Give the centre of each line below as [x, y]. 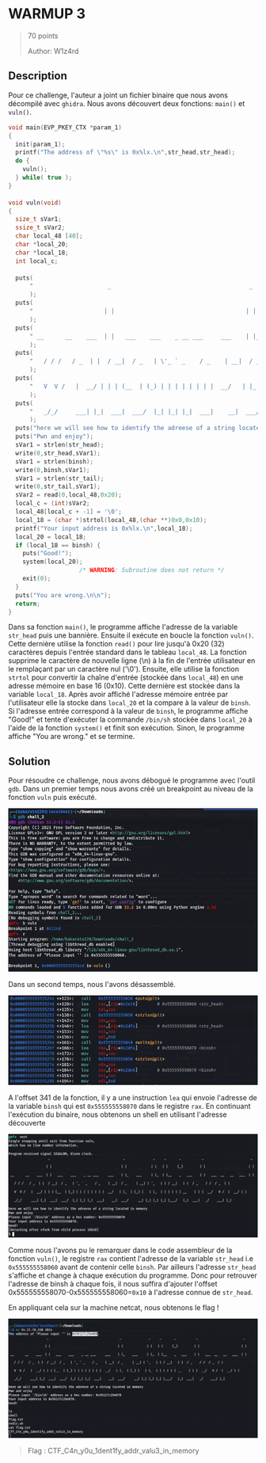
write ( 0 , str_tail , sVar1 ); [58, 487]
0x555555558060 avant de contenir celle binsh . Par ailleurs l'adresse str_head [132, 1267]
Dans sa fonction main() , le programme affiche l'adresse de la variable [123, 627]
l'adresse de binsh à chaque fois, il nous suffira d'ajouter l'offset [113, 1283]
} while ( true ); [44, 177]
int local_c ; [37, 261]
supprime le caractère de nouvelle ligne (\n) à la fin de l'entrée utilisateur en [132, 661]
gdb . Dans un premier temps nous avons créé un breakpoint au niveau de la [131, 789]
